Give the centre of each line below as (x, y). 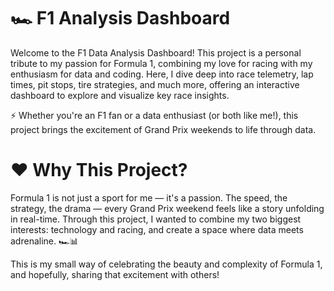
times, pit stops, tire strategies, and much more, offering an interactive (155, 84)
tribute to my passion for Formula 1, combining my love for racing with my (161, 63)
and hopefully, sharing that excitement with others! (115, 274)
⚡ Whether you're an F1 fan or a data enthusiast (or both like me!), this (154, 115)
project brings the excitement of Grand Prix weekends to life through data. (163, 129)
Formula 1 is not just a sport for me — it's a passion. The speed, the (149, 197)
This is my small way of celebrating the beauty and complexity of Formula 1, (166, 264)
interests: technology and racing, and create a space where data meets (157, 229)
